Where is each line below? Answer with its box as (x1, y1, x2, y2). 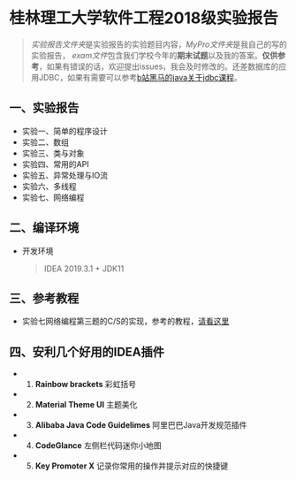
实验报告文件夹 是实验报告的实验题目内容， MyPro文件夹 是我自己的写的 (30, 39, 287, 50)
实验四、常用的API (21, 158, 90, 169)
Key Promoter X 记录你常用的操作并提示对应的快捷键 (34, 461, 228, 471)
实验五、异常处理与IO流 (21, 170, 109, 180)
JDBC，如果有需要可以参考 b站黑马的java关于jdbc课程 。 (38, 72, 243, 82)
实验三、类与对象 (21, 148, 85, 158)
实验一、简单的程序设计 (21, 126, 108, 136)
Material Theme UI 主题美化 (34, 400, 138, 410)
